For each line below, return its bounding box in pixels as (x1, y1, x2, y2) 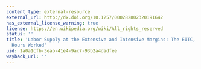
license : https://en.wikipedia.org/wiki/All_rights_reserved (6, 25, 164, 32)
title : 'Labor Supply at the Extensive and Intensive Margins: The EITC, (6, 37, 196, 43)
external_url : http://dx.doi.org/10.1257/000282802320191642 (6, 14, 164, 20)
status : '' (6, 31, 34, 37)
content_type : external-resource (6, 8, 91, 15)
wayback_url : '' (6, 53, 47, 59)
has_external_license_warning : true (6, 20, 98, 26)
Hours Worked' (11, 43, 47, 49)
